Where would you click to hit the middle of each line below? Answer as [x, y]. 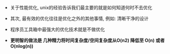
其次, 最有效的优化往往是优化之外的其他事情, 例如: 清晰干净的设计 [79, 19]
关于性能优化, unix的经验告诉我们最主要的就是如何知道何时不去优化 [81, 7]
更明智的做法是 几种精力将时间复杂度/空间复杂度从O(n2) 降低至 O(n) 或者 [87, 40]
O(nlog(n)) [22, 46]
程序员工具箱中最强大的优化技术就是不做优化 [58, 29]
